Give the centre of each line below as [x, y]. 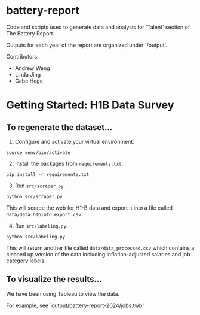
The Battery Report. [30, 33]
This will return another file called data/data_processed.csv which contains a [100, 248]
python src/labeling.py [36, 237]
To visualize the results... [54, 279]
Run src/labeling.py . [41, 226]
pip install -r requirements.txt [48, 174]
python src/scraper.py [34, 196]
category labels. [26, 261]
